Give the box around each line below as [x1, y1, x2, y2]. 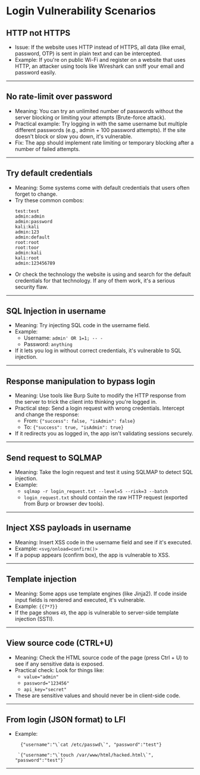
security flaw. [14, 283, 48, 290]
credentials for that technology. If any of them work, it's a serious [14, 277, 176, 284]
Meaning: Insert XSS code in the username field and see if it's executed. [14, 538, 192, 545]
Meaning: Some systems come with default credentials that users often [14, 184, 190, 191]
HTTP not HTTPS [6, 28, 70, 38]
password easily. [14, 69, 57, 76]
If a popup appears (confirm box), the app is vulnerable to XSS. [14, 551, 170, 558]
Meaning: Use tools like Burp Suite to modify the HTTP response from [14, 392, 186, 399]
